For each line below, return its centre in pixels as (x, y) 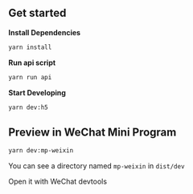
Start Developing (37, 92)
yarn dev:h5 (28, 107)
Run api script (32, 63)
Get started (37, 13)
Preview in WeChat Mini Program (92, 132)
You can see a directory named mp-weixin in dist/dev (96, 166)
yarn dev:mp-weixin (41, 151)
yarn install (30, 47)
